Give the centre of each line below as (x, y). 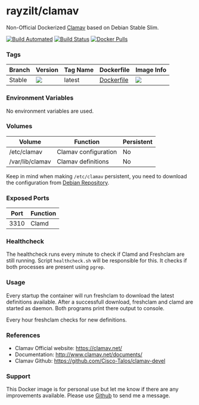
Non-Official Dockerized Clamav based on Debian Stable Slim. (83, 27)
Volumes (19, 126)
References (23, 335)
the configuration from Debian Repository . (58, 183)
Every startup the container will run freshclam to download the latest (90, 295)
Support (18, 376)
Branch (20, 70)
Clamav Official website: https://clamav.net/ (68, 348)
